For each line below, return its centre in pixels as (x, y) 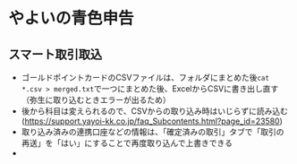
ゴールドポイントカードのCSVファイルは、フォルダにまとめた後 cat (145, 78)
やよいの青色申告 (72, 18)
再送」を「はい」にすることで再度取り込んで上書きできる (127, 143)
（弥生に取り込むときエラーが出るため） (96, 100)
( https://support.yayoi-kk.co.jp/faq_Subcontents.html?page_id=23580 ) (152, 121)
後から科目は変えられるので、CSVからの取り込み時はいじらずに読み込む (154, 111)
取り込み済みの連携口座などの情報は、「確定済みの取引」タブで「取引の (153, 132)
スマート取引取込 (55, 54)
